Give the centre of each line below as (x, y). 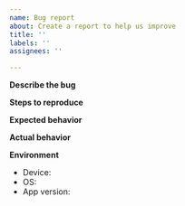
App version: (46, 192)
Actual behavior (40, 137)
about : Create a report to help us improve (93, 26)
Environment (34, 155)
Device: (37, 173)
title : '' (28, 34)
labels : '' (30, 43)
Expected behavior (46, 120)
